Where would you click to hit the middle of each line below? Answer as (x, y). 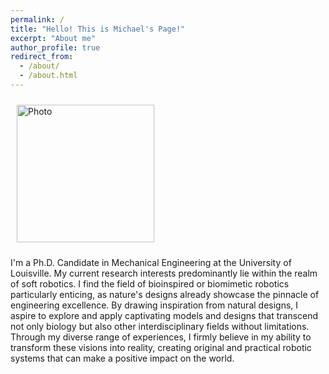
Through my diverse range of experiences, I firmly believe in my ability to (161, 337)
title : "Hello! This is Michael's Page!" (98, 29)
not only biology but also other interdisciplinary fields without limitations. (160, 326)
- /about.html (48, 76)
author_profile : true (55, 47)
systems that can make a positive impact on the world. (122, 358)
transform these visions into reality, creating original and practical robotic (161, 347)
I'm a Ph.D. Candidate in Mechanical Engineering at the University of (151, 262)
